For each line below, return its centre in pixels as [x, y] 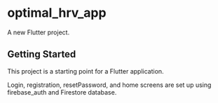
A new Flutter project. [39, 32]
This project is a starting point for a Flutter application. [86, 71]
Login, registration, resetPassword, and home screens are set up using [109, 85]
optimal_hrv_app [57, 13]
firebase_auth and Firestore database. [62, 92]
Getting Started [42, 54]
